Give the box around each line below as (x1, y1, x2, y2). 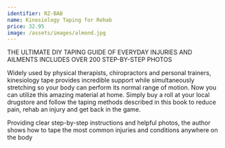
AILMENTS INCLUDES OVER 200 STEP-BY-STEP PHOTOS (7, 56, 172, 64)
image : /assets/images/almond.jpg (7, 29, 107, 36)
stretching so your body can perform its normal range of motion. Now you (7, 83, 217, 92)
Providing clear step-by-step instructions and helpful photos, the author (7, 118, 211, 127)
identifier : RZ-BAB (7, 10, 63, 17)
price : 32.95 (7, 23, 45, 30)
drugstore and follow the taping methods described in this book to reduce (7, 98, 217, 107)
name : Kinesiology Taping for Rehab (7, 17, 112, 23)
